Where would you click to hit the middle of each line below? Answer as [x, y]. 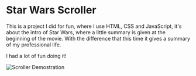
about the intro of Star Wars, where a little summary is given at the [86, 32]
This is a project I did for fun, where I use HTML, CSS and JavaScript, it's [94, 26]
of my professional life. [34, 45]
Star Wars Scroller [51, 10]
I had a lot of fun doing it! [36, 56]
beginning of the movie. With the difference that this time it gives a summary [98, 38]
